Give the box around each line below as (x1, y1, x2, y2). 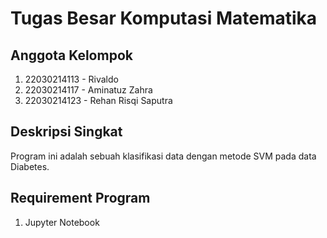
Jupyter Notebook (24, 216, 100, 228)
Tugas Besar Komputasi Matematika (10, 7, 318, 30)
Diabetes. (10, 160, 50, 172)
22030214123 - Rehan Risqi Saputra (24, 95, 173, 106)
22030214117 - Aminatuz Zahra (24, 84, 153, 96)
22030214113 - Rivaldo (24, 73, 119, 85)
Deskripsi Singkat (10, 123, 123, 141)
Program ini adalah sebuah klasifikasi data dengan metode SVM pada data (10, 150, 317, 162)
